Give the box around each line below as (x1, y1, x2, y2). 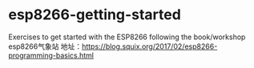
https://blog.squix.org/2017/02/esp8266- (81, 42, 218, 51)
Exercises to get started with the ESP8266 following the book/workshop (8, 32, 246, 42)
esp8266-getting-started (8, 6, 182, 24)
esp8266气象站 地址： (8, 42, 83, 51)
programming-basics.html (8, 50, 95, 60)
